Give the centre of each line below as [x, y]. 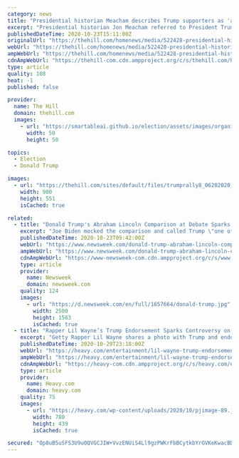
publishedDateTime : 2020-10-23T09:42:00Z [82, 238]
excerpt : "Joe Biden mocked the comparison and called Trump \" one [122, 231]
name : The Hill [36, 107]
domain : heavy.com [53, 391]
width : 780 [49, 417]
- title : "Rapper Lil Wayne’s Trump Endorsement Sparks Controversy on [122, 331]
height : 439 [51, 424]
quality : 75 [38, 397]
